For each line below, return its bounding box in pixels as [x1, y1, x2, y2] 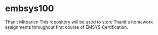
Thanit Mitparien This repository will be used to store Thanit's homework [5, 19, 153, 25]
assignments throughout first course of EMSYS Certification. [5, 24, 128, 30]
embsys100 [5, 3, 54, 14]
